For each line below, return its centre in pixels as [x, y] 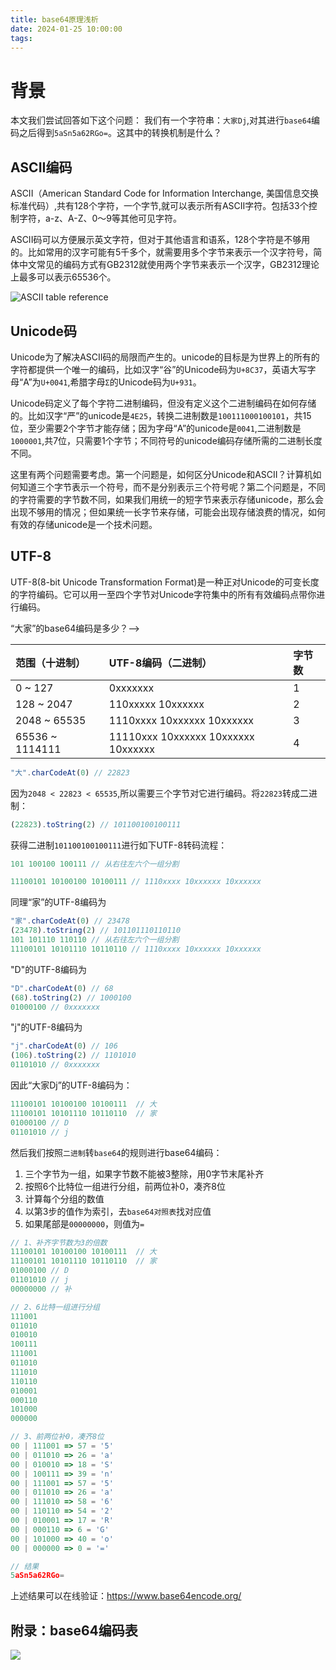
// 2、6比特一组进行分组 [55, 1307]
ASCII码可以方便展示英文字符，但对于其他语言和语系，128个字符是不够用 [160, 240]
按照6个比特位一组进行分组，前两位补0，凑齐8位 [125, 1186]
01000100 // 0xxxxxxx [55, 1007]
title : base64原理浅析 [54, 19]
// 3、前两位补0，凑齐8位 [57, 1437]
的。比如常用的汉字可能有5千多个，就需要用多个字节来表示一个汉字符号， [162, 252]
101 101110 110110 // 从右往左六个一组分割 [95, 940]
